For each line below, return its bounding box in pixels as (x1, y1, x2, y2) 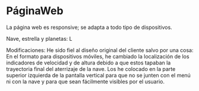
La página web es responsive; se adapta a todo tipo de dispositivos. (6, 24, 172, 31)
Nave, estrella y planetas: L (6, 35, 72, 42)
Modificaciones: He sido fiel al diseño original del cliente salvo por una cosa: (6, 46, 194, 54)
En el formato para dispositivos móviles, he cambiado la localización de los (6, 53, 189, 60)
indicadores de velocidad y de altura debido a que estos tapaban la (6, 59, 171, 66)
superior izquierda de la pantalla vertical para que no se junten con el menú (6, 71, 191, 79)
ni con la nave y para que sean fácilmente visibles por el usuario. (6, 78, 165, 85)
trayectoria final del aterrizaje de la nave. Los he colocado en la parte (6, 65, 176, 72)
